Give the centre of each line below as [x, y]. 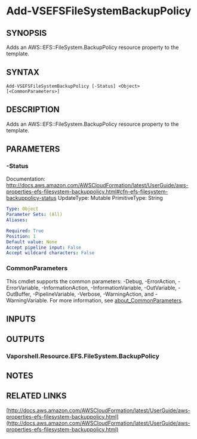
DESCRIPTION [33, 109]
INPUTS [21, 319]
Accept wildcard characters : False [50, 253]
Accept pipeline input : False [44, 248]
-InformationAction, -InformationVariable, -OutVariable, [109, 287]
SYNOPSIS [27, 33]
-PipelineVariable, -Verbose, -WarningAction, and [93, 294]
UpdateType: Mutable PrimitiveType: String [110, 198]
